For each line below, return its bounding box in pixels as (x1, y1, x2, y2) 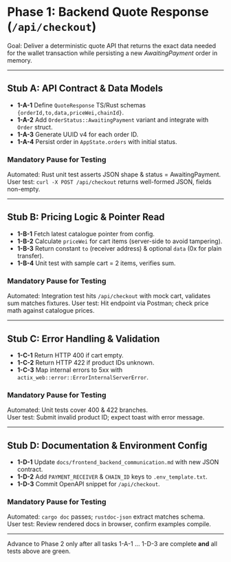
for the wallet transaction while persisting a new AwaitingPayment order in (7, 49, 218, 57)
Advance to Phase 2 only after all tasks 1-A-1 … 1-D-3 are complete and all (7, 540, 218, 548)
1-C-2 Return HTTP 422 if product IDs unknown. (16, 358, 155, 366)
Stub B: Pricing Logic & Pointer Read (7, 211, 165, 223)
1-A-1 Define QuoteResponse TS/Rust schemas (16, 101, 146, 109)
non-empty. (7, 185, 41, 194)
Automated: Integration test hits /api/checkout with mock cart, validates (7, 292, 211, 300)
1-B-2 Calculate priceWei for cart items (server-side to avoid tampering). (16, 237, 223, 245)
